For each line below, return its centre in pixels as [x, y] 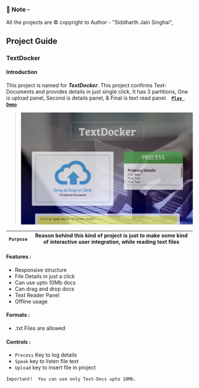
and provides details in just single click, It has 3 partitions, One [112, 91]
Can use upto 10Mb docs [45, 282]
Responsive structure [41, 270]
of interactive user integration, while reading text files [111, 242]
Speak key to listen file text [46, 361]
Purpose [18, 239]
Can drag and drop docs [44, 289]
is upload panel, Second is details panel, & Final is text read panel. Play [94, 98]
